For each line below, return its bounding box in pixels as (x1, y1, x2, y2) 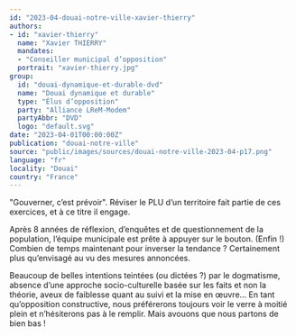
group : (9, 72, 34, 81)
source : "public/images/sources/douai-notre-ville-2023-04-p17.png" (9, 147, 273, 156)
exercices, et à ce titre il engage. (9, 206, 131, 217)
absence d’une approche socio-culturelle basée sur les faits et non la (9, 280, 267, 291)
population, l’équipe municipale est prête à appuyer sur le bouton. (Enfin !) (9, 233, 285, 244)
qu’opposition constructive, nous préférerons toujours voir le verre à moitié (9, 299, 288, 310)
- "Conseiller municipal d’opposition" (17, 55, 168, 64)
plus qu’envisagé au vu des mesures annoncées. (9, 253, 191, 264)
